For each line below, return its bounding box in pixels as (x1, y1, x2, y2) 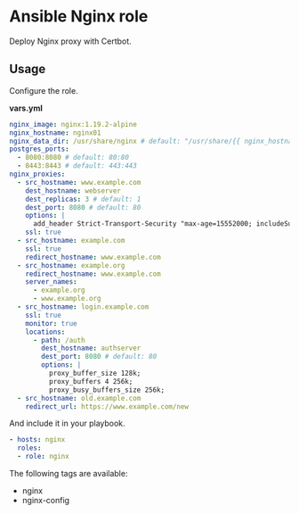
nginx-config (21, 495, 69, 505)
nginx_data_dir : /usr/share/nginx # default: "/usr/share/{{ (9, 137, 241, 145)
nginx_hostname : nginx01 (9, 128, 101, 137)
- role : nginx (17, 452, 69, 461)
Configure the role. (9, 85, 78, 95)
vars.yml (9, 103, 43, 113)
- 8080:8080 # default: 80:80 (17, 153, 129, 162)
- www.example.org (32, 294, 101, 303)
